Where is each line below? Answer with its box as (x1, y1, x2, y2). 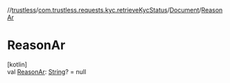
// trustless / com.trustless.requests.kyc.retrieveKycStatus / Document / (7, 6, 202, 14)
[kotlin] (7, 60, 28, 68)
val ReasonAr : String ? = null (7, 67, 87, 75)
